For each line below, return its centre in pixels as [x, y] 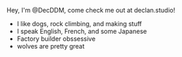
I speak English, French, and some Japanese [82, 31]
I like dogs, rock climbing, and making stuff [79, 24]
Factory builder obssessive [56, 39]
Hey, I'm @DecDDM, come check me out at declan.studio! [91, 10]
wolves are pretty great [51, 46]
